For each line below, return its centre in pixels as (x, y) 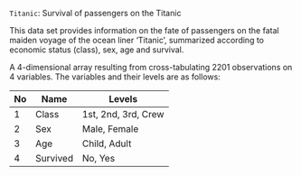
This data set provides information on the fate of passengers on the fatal (144, 30)
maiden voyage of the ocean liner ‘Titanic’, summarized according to (137, 40)
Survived (55, 158)
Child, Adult (107, 144)
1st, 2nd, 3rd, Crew (123, 114)
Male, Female (110, 129)
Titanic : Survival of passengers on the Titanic (95, 13)
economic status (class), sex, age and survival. (97, 50)
